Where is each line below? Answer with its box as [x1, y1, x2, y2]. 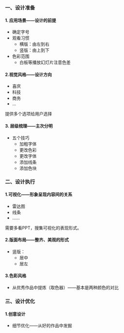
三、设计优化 [5, 298, 35, 305]
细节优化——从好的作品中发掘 [12, 323, 72, 329]
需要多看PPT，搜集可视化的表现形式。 [5, 225, 82, 231]
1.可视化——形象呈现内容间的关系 [5, 191, 72, 198]
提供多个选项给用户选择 [5, 111, 52, 117]
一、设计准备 [5, 4, 35, 11]
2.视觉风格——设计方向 [5, 72, 52, 77]
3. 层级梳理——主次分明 [5, 123, 53, 129]
